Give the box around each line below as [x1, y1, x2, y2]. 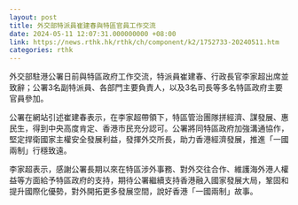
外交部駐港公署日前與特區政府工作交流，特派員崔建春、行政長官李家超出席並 [9, 72, 289, 82]
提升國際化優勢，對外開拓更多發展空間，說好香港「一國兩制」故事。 [9, 186, 258, 197]
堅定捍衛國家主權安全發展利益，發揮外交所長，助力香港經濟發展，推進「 [9, 134, 273, 145]
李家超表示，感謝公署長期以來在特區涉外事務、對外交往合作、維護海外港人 [9, 164, 281, 175]
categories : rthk [9, 46, 74, 55]
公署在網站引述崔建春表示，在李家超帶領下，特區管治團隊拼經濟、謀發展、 [9, 112, 281, 123]
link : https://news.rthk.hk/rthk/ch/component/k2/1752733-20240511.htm [9, 37, 279, 47]
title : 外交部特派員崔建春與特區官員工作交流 [9, 21, 157, 30]
